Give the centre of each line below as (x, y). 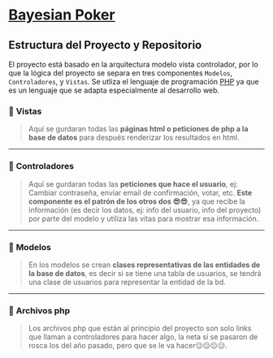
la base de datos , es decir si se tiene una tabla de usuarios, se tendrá (145, 273)
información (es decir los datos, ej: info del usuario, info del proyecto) (145, 209)
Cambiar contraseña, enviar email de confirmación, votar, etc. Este (140, 192)
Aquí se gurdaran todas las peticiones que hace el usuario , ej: (133, 183)
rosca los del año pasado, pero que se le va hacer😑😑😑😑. (128, 346)
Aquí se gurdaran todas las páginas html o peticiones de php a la (138, 129)
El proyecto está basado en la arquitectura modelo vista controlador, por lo (133, 64)
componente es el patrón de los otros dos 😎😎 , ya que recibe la (136, 201)
